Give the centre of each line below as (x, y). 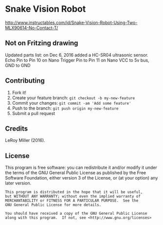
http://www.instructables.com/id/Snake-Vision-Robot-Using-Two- (71, 22)
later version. (18, 183)
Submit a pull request (33, 113)
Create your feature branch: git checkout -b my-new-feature (73, 98)
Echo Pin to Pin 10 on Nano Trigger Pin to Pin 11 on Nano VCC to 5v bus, (77, 60)
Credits (17, 128)
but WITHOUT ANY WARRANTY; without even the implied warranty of (73, 197)
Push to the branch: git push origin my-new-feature (65, 108)
